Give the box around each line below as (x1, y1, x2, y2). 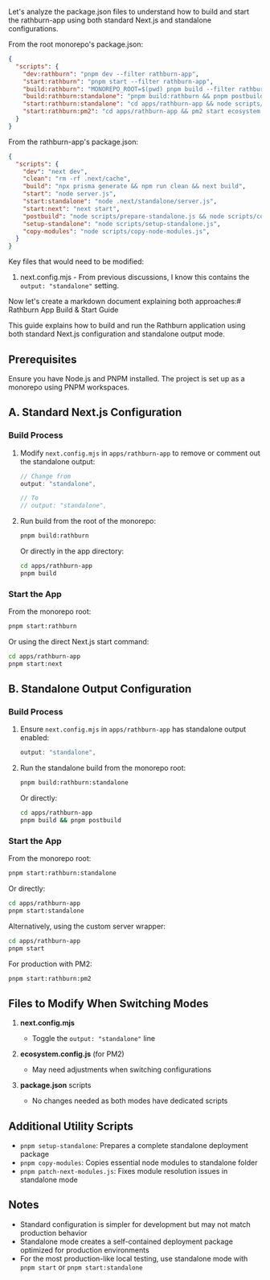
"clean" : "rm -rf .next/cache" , (22, 175, 131, 183)
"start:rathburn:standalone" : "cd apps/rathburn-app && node (22, 100, 231, 108)
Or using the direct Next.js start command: (8, 636, 149, 646)
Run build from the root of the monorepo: (19, 517, 157, 526)
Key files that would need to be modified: (8, 257, 145, 266)
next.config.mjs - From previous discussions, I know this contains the (19, 273, 250, 282)
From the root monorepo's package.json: (8, 39, 143, 49)
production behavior (19, 1228, 88, 1237)
